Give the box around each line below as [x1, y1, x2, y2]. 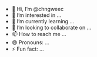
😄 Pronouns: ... [11, 39, 50, 46]
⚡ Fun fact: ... [11, 45, 44, 52]
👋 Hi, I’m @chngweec [11, 6, 64, 12]
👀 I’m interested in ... [11, 12, 62, 19]
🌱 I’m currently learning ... [11, 18, 75, 24]
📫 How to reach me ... [11, 31, 66, 37]
